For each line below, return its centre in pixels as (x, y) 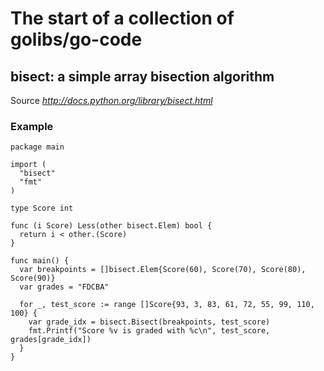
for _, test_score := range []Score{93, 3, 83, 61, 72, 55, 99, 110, (167, 305)
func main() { (40, 261)
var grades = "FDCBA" (64, 287)
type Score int (42, 208)
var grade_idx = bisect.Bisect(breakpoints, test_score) (149, 322)
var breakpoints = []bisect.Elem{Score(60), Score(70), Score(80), (163, 270)
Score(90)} (33, 278)
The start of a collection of (122, 18)
